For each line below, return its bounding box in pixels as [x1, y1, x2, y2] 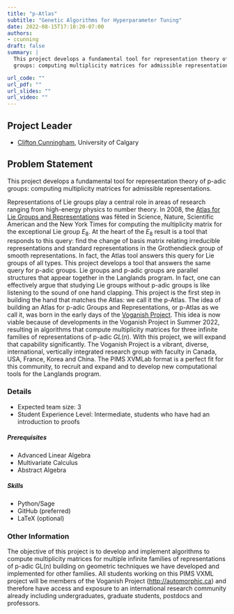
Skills [7, 482, 24, 490]
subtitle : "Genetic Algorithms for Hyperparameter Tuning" [7, 17, 182, 24]
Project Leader [7, 120, 72, 132]
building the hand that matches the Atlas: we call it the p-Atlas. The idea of [7, 295, 221, 304]
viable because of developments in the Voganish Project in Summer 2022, [7, 317, 220, 326]
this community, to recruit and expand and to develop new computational [7, 362, 217, 370]
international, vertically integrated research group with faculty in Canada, [7, 347, 217, 356]
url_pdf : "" [7, 81, 42, 88]
